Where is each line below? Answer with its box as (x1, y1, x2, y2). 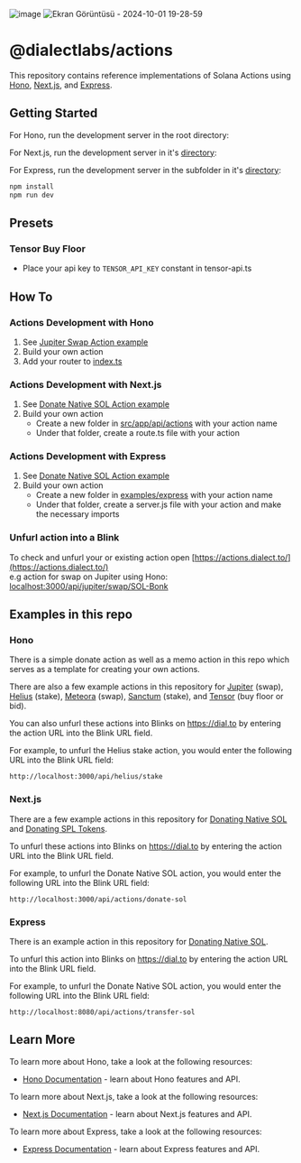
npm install (9, 181, 54, 191)
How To (9, 289, 53, 304)
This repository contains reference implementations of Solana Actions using (9, 69, 291, 80)
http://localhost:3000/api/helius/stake (9, 772, 164, 781)
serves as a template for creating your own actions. (9, 664, 200, 675)
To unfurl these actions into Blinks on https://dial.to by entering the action (9, 840, 282, 852)
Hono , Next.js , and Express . (9, 79, 113, 90)
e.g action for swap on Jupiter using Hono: (9, 571, 169, 582)
